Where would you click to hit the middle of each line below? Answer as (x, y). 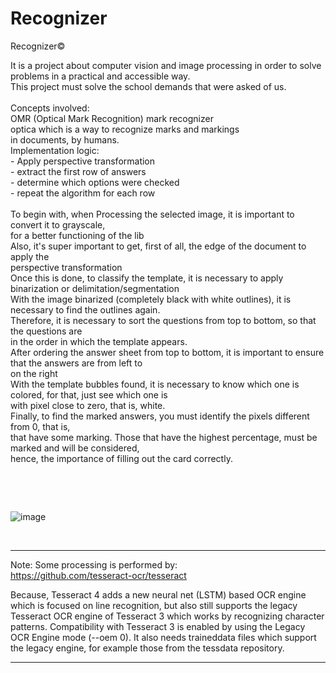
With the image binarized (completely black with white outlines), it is (151, 299)
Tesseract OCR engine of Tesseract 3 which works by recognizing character (167, 616)
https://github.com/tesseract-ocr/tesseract (98, 575)
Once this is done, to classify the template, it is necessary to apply (147, 278)
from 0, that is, (40, 426)
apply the (30, 256)
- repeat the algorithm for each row (83, 193)
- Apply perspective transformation (83, 161)
